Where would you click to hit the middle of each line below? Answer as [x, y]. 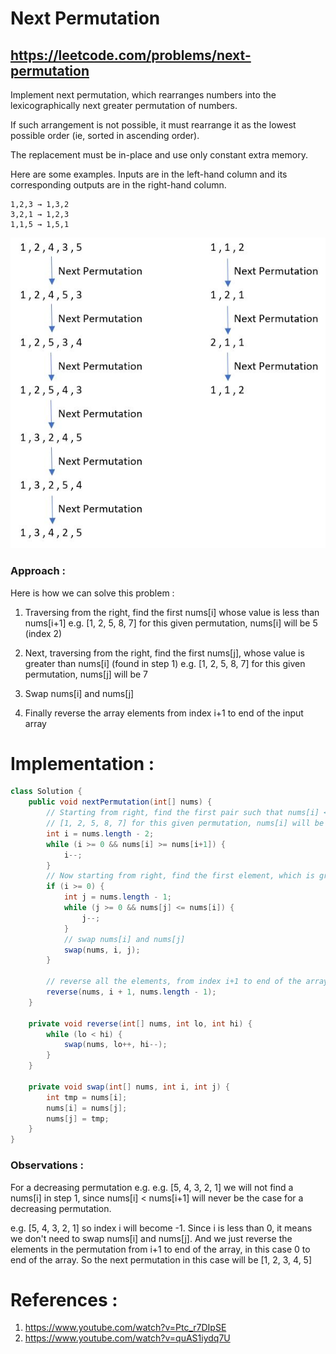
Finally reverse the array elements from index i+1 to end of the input [164, 713]
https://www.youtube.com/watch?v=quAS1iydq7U [127, 1338]
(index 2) [43, 633]
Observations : [47, 1165]
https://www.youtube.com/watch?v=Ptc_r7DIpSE [125, 1328]
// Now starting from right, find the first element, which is [180, 876]
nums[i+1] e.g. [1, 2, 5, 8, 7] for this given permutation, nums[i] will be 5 [171, 623]
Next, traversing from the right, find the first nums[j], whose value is [164, 653]
